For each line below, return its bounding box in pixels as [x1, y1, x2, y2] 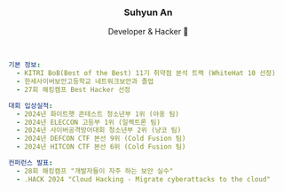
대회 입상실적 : [8, 101, 53, 110]
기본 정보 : [8, 60, 42, 70]
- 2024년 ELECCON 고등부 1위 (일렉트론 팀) [16, 118, 162, 127]
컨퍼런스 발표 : [8, 158, 53, 167]
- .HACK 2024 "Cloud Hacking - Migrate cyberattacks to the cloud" [16, 174, 272, 183]
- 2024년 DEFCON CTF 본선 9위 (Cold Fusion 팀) [16, 135, 186, 143]
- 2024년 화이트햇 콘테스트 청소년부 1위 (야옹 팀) [16, 109, 179, 119]
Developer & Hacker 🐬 [107, 27, 189, 37]
